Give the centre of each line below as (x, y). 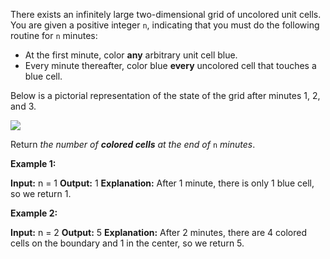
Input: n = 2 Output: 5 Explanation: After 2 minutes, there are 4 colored (158, 232)
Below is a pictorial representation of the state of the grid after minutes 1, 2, (165, 95)
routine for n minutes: (54, 35)
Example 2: (34, 213)
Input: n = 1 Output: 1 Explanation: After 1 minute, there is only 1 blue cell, (162, 183)
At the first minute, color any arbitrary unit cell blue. (131, 55)
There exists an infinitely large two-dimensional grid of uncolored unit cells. (166, 14)
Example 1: (33, 163)
